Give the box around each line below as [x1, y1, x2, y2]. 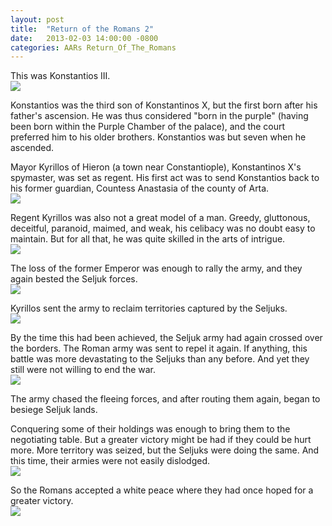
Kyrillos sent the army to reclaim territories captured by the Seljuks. [10, 302, 288, 315]
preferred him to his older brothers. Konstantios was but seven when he [10, 131, 307, 143]
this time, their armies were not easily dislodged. [10, 455, 211, 467]
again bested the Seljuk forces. [10, 273, 138, 285]
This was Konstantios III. [10, 70, 111, 82]
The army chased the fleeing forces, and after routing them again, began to [10, 393, 321, 405]
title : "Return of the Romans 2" [10, 24, 155, 34]
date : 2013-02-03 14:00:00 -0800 [10, 33, 159, 43]
